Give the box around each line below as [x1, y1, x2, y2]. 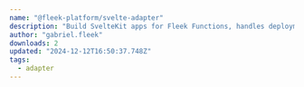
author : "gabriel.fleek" [9, 30, 103, 39]
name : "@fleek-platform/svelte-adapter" [9, 13, 165, 23]
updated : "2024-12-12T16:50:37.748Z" [9, 47, 152, 56]
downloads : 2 [9, 38, 59, 48]
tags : [9, 55, 30, 64]
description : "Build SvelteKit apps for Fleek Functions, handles [9, 22, 265, 31]
